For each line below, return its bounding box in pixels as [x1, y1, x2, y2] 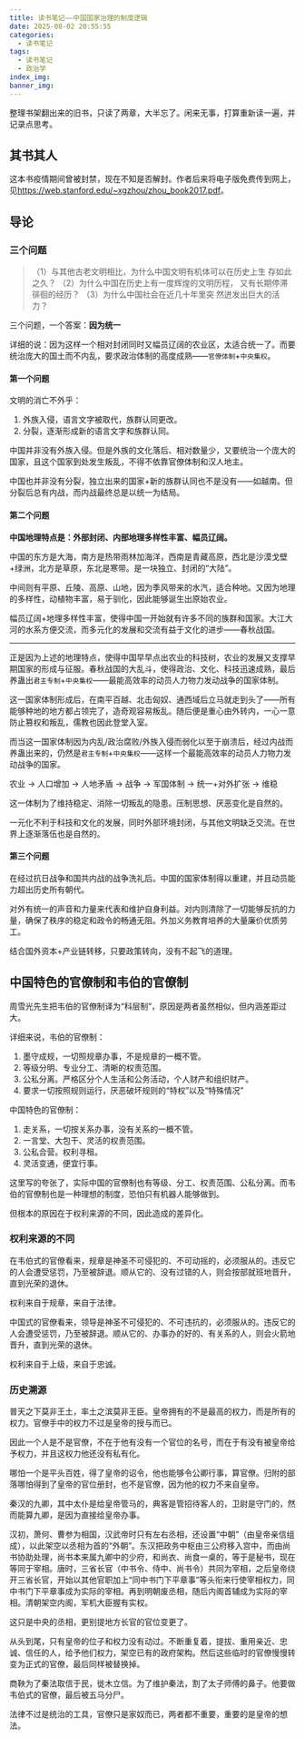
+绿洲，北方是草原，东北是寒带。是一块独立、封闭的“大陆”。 [9, 562, 237, 574]
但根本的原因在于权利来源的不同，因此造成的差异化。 [9, 1207, 209, 1218]
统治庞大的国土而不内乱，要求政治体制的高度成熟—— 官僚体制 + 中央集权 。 [9, 351, 276, 361]
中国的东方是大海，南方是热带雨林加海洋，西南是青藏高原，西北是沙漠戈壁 [9, 551, 288, 562]
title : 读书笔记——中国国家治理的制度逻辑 [9, 13, 148, 23]
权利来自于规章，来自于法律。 [9, 1297, 121, 1307]
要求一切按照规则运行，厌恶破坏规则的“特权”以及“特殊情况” [22, 1084, 244, 1095]
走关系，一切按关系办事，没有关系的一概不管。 [22, 1124, 198, 1134]
